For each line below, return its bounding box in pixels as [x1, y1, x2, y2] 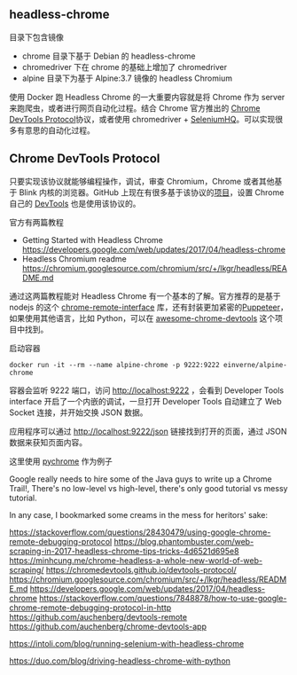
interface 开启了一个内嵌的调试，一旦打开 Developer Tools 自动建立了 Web [9, 396, 282, 406]
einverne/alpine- [223, 360, 288, 369]
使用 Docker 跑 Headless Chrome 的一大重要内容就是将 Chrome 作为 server [9, 91, 285, 102]
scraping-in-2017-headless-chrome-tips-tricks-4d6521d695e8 [9, 545, 239, 556]
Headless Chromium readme [21, 253, 127, 264]
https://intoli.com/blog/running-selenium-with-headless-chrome [9, 638, 245, 648]
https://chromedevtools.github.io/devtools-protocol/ [45, 564, 237, 575]
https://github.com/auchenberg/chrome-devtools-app [9, 621, 207, 632]
